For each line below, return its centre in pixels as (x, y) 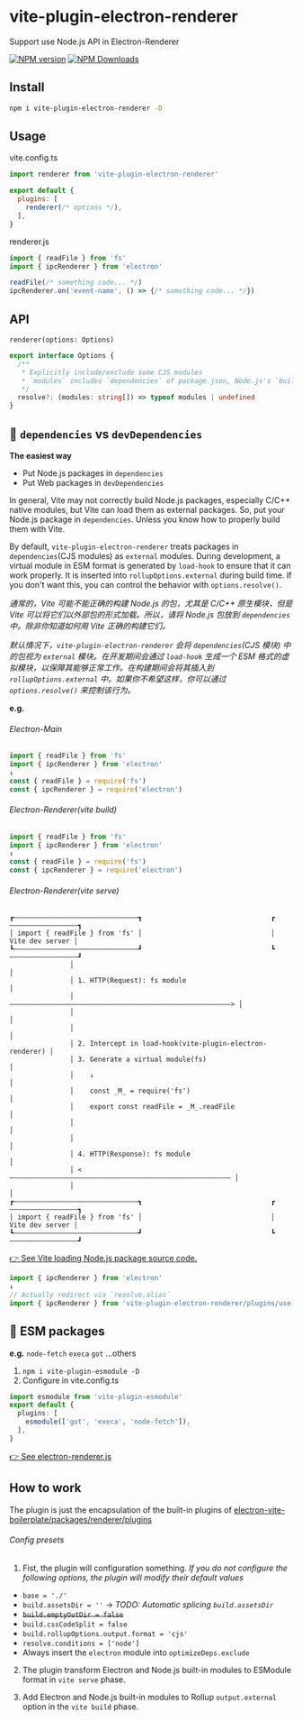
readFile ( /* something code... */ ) (76, 283)
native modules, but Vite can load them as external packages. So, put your (147, 509)
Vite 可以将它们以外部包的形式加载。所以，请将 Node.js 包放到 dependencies (150, 614)
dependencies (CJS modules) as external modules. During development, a (145, 555)
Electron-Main (36, 728)
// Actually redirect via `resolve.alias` (90, 1295)
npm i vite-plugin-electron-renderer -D (86, 108)
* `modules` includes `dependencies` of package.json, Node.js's (146, 380)
